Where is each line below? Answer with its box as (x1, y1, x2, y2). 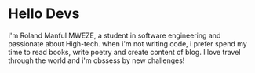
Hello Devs (8, 5, 80, 23)
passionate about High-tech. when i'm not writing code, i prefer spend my (8, 38, 247, 48)
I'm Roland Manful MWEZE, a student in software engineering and (8, 31, 221, 40)
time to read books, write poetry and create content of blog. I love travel (8, 47, 241, 57)
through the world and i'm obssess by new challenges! (8, 56, 185, 65)
